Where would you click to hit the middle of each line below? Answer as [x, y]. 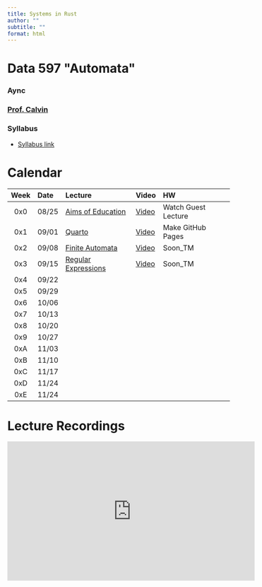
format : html [26, 34]
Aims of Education [96, 211]
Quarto [77, 232]
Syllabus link [36, 144]
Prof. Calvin [28, 110]
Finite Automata [91, 248]
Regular [78, 259]
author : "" [23, 21]
